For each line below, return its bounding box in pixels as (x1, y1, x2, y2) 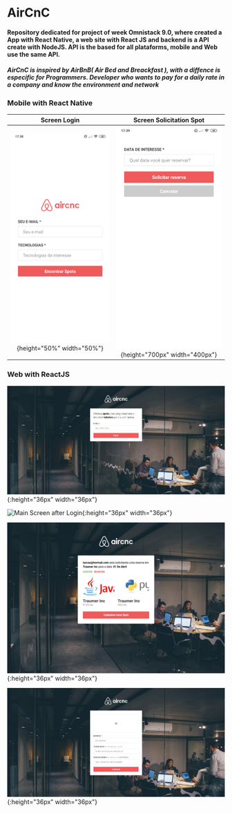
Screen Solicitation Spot (133, 115, 205, 124)
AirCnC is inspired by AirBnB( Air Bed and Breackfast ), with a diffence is (7, 66, 221, 74)
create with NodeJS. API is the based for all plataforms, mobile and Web (7, 43, 217, 51)
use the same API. (7, 50, 61, 58)
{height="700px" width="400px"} (120, 351, 217, 359)
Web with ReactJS (7, 370, 70, 380)
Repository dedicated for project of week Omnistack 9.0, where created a (7, 28, 222, 36)
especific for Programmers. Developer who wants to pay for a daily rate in (7, 73, 225, 82)
